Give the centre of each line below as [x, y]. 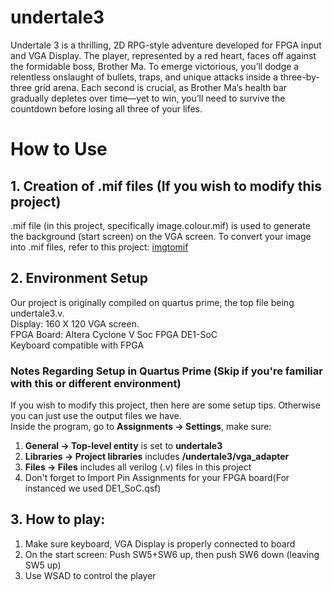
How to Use [59, 149]
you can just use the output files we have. [96, 416]
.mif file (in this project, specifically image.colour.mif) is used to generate [160, 225]
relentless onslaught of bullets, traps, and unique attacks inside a [144, 77]
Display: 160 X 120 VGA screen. [75, 323]
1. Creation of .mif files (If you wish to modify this [166, 186]
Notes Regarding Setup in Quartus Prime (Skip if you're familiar [166, 371]
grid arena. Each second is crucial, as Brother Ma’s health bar [161, 87]
